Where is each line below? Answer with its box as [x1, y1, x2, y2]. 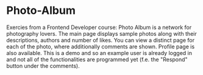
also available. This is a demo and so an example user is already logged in [6, 49, 192, 56]
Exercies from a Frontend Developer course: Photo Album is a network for [6, 24, 192, 31]
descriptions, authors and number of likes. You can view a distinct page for [6, 36, 195, 44]
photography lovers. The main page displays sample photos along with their [6, 30, 197, 37]
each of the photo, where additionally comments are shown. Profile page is [6, 43, 195, 50]
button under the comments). [6, 62, 80, 70]
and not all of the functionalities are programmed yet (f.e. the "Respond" [6, 56, 188, 63]
